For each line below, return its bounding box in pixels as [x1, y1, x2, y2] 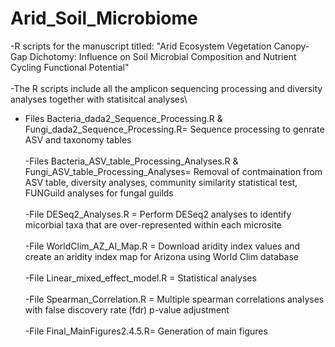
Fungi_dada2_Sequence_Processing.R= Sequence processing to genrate [24, 123, 325, 135]
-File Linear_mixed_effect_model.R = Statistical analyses [24, 272, 257, 284]
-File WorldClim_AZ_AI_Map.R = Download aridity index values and [24, 240, 301, 252]
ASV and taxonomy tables [24, 133, 132, 146]
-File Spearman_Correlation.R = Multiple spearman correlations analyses [24, 293, 325, 305]
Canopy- [273, 40, 310, 52]
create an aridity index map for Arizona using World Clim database [24, 250, 300, 262]
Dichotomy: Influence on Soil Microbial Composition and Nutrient [29, 50, 297, 62]
